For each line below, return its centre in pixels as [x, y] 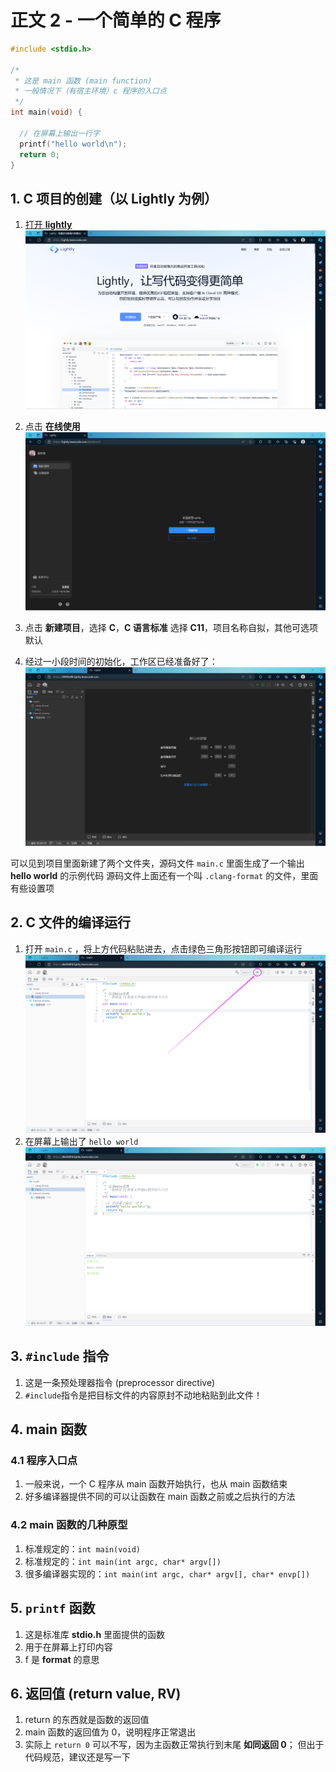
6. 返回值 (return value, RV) [96, 1693]
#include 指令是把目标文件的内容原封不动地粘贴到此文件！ [143, 1395]
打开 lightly [48, 225]
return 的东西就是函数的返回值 [87, 1720]
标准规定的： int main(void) [83, 1548]
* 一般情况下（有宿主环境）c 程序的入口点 [90, 91]
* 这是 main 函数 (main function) [83, 81]
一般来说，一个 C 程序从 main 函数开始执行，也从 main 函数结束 [156, 1484]
